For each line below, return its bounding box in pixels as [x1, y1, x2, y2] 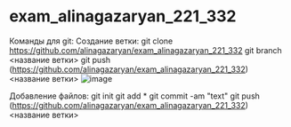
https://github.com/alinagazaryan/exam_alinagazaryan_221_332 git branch [9, 44, 282, 55]
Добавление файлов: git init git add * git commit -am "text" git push [9, 91, 261, 101]
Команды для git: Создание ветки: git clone [9, 36, 174, 46]
